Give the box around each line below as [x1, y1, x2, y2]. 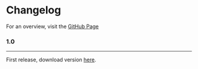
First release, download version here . [6, 56, 96, 63]
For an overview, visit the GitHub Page [6, 23, 99, 30]
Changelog [6, 4, 61, 17]
